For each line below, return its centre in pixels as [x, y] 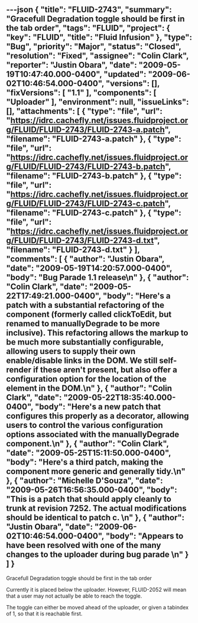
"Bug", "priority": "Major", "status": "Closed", [94, 47]
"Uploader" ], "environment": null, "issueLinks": [98, 102]
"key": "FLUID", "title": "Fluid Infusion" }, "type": [99, 38]
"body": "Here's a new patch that [98, 407]
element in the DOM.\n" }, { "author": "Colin [89, 389]
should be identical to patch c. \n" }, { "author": [95, 517]
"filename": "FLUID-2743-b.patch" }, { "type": [94, 176]
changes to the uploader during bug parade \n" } [98, 555]
